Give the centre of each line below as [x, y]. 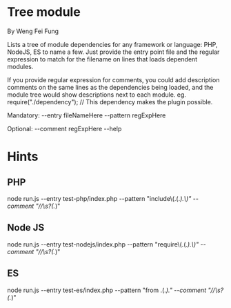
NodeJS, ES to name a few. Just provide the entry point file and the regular [113, 52]
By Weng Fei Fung [33, 31]
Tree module [44, 12]
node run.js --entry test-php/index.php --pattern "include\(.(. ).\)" [99, 198]
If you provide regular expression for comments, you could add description [113, 79]
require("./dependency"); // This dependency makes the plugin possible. [110, 102]
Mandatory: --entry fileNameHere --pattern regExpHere [87, 115]
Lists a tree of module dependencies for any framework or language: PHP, [112, 44]
